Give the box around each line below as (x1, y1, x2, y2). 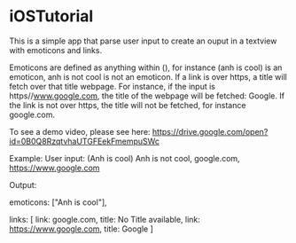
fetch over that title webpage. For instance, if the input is (9, 81, 215, 91)
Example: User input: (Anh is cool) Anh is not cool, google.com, (9, 153, 241, 163)
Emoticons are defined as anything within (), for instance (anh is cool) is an (9, 62, 283, 73)
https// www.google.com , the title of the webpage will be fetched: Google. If (9, 90, 285, 101)
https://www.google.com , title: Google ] (9, 223, 153, 234)
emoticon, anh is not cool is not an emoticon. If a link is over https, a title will (9, 71, 288, 82)
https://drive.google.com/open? (152, 126, 269, 137)
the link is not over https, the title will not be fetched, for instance (9, 99, 246, 110)
